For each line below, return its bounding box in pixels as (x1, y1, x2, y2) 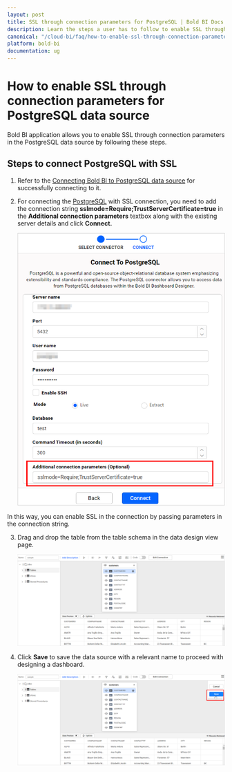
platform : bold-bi (7, 40, 60, 48)
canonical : (7, 33, 39, 40)
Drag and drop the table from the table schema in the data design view (17, 533, 219, 542)
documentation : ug (7, 48, 60, 55)
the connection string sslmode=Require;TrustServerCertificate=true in (17, 204, 223, 212)
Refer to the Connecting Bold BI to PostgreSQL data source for (17, 176, 195, 185)
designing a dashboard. (17, 661, 85, 669)
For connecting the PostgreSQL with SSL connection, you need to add (17, 197, 217, 205)
